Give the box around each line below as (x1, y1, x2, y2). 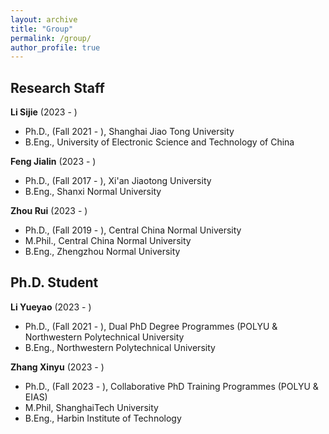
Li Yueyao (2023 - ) (10, 301, 92, 313)
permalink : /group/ (10, 33, 92, 43)
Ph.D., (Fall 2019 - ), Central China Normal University (24, 224, 242, 236)
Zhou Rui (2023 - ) (10, 205, 88, 217)
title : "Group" (10, 24, 74, 34)
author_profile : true (10, 42, 101, 53)
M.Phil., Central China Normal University (24, 235, 192, 247)
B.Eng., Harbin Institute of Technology (24, 412, 182, 424)
